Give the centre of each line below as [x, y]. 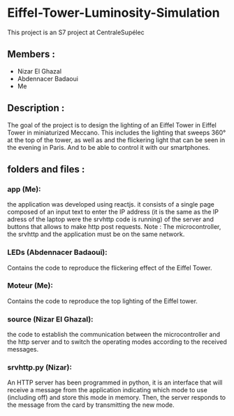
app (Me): [24, 189]
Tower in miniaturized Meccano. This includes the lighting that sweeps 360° [117, 132]
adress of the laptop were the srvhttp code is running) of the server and [111, 219]
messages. [23, 349]
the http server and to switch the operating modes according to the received [117, 342]
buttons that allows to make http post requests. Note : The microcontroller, [114, 227]
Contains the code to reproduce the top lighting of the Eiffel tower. [102, 301]
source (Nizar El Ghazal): [50, 319]
